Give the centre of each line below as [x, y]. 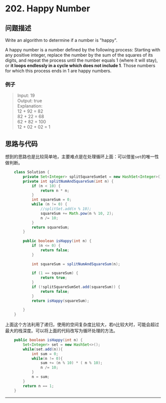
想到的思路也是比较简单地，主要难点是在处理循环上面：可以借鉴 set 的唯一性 [82, 157]
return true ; [54, 278]
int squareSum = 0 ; [51, 200]
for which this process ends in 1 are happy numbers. [58, 71]
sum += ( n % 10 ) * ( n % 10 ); [71, 363]
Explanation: [30, 106]
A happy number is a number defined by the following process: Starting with [83, 50]
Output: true [30, 101]
